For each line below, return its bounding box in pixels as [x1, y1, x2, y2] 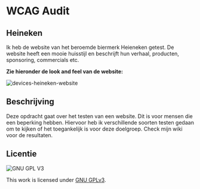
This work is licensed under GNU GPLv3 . [6, 176, 106, 183]
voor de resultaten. [6, 131, 53, 138]
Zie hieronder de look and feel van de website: [6, 68, 124, 75]
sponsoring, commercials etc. [6, 57, 79, 63]
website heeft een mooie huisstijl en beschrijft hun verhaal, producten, [6, 50, 179, 57]
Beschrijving [6, 97, 55, 107]
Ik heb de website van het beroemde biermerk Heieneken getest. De [6, 44, 174, 51]
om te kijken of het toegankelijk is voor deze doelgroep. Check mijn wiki [6, 125, 183, 132]
